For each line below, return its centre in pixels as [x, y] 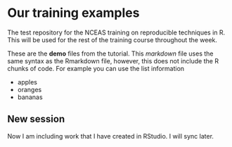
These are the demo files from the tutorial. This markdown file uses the [110, 53]
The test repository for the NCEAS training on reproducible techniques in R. [116, 32]
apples [27, 82]
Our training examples [73, 13]
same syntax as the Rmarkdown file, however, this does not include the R [113, 60]
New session [36, 119]
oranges [30, 89]
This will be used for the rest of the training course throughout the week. [112, 39]
